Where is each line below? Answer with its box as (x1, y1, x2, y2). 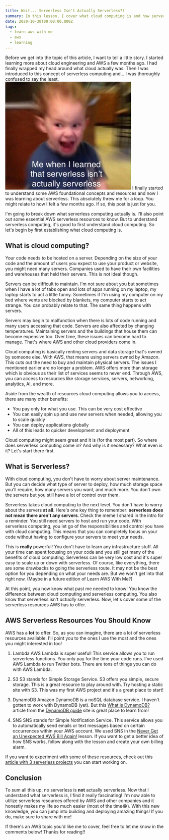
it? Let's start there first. (5, 447, 55, 454)
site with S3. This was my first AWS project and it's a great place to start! (12, 687, 163, 693)
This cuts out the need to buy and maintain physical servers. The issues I (5, 359, 157, 365)
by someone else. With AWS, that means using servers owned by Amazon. (5, 354, 160, 360)
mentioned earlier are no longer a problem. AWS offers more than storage (5, 364, 158, 371)
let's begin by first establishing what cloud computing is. (5, 227, 122, 233)
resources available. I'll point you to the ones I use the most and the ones (5, 635, 157, 641)
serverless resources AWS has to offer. (5, 601, 87, 608)
